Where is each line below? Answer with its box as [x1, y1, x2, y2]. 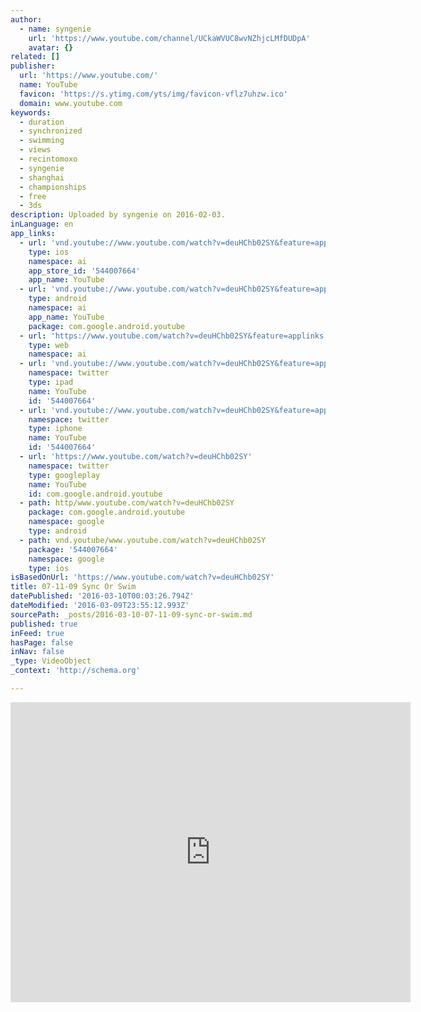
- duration [19, 117, 65, 127]
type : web [28, 340, 70, 350]
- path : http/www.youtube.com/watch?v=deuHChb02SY [19, 498, 235, 508]
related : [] [10, 52, 60, 62]
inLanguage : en [10, 219, 74, 230]
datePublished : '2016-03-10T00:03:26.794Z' [10, 591, 195, 601]
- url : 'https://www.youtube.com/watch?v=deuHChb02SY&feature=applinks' [19, 331, 329, 341]
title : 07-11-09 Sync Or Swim [10, 582, 137, 592]
